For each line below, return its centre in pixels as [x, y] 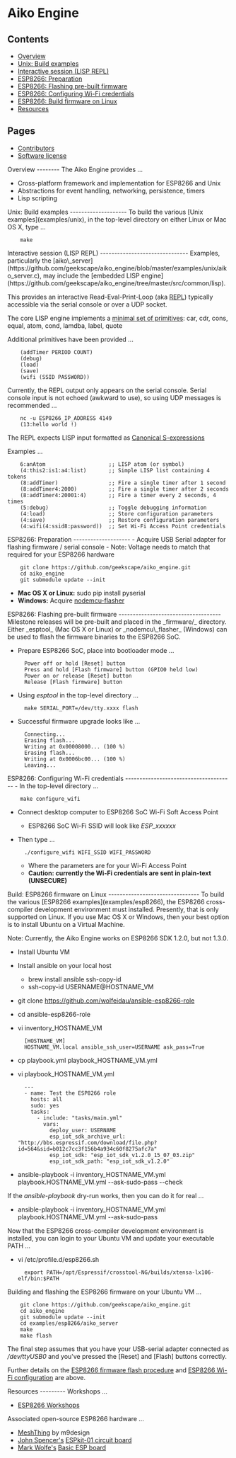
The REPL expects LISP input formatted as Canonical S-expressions [106, 438]
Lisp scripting [37, 198]
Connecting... [45, 734]
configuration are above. [50, 1377]
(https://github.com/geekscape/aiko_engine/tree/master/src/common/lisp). [117, 283]
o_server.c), [24, 275]
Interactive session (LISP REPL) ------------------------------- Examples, [114, 253]
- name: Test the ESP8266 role [70, 1093]
